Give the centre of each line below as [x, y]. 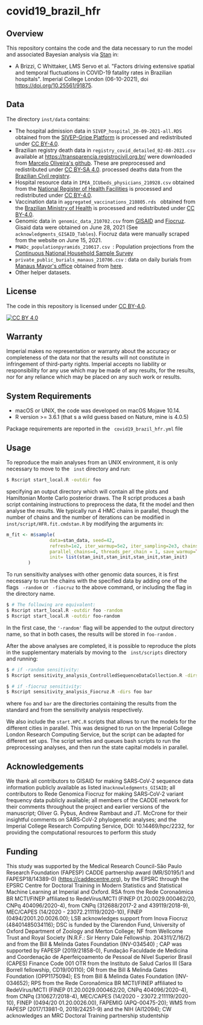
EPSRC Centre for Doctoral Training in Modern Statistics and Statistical [94, 885]
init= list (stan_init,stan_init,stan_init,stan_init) [118, 557]
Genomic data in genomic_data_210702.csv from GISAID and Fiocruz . [100, 221]
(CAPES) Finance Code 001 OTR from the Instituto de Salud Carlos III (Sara [99, 963]
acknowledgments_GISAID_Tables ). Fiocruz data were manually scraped [102, 234]
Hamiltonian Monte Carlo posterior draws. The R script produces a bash [96, 498]
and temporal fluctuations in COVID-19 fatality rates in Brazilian [93, 73]
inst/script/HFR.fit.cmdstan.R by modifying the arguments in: [85, 523]
